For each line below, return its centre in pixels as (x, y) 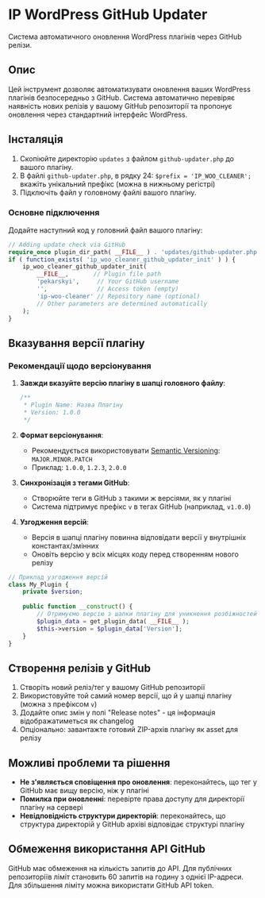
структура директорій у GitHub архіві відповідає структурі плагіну (132, 824)
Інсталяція (36, 139)
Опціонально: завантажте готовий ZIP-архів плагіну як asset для (129, 730)
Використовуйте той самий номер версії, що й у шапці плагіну (126, 696)
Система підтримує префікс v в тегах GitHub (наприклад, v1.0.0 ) (141, 507)
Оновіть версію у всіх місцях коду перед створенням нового (135, 554)
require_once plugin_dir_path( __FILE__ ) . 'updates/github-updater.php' (134, 252)
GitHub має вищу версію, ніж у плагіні (84, 791)
